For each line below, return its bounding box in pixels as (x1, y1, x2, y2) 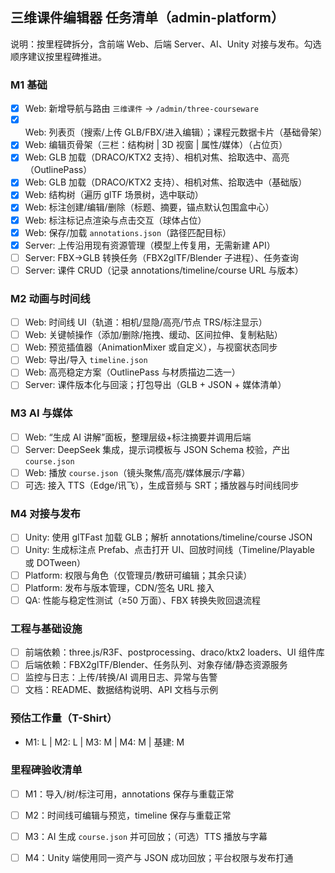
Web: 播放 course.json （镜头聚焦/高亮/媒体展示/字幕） (24, 466, 251, 478)
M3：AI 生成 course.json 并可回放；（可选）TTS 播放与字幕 (24, 830, 268, 842)
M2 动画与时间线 (10, 291, 91, 305)
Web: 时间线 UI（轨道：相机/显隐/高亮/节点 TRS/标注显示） (24, 316, 268, 328)
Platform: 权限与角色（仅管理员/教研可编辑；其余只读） (24, 569, 253, 581)
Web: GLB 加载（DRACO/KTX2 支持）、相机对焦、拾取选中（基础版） (24, 176, 308, 188)
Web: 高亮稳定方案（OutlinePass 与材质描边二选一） (24, 366, 241, 378)
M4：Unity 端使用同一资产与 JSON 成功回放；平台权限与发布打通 (24, 852, 294, 864)
